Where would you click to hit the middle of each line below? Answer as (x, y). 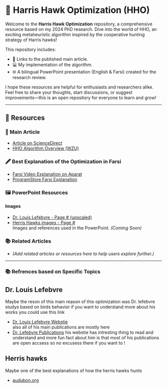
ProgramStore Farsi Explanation (45, 179)
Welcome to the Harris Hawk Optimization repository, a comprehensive (79, 24)
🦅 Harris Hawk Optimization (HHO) (78, 10)
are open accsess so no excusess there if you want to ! (69, 343)
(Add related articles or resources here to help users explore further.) (83, 254)
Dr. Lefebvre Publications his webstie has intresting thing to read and (83, 332)
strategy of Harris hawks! (31, 40)
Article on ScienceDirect (37, 143)
